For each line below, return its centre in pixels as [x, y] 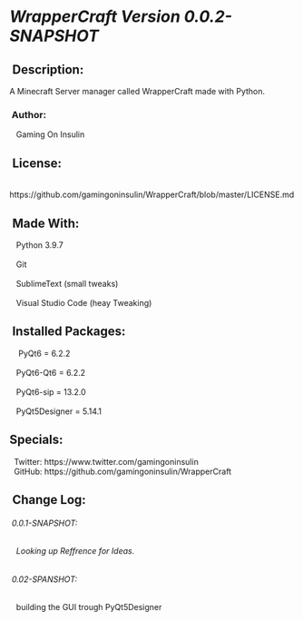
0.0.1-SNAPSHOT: [44, 523]
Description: [48, 69]
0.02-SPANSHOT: [44, 579]
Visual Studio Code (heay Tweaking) [84, 302]
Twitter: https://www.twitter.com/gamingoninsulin [106, 461]
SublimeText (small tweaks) [67, 283]
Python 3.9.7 [39, 245]
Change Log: [49, 500]
